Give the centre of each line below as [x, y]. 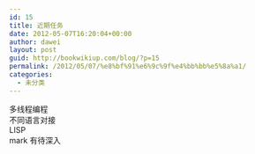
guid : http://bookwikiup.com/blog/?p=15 [85, 58]
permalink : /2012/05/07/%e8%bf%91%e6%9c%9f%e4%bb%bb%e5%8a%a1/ [128, 67]
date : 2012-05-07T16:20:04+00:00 [71, 33]
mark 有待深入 [35, 140]
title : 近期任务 [36, 26]
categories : [31, 75]
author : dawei [35, 42]
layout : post [33, 50]
